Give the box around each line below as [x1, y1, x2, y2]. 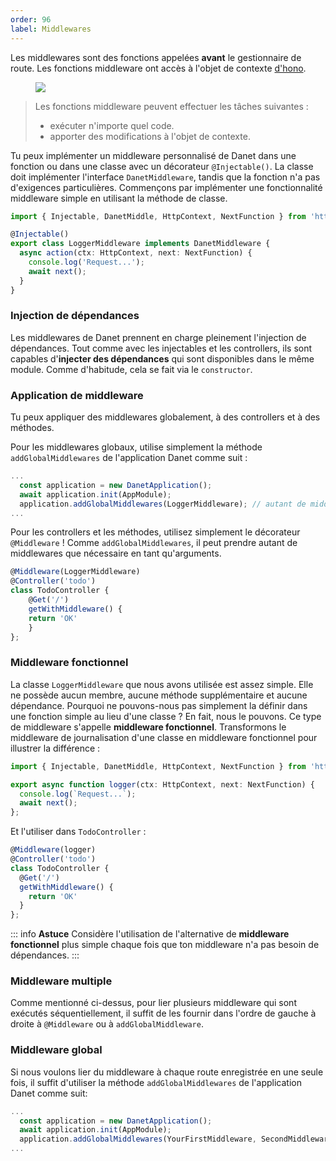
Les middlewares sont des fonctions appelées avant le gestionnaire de [10, 51, 302, 63]
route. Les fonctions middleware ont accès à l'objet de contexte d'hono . [10, 62, 307, 74]
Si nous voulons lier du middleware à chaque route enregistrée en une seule [10, 1066, 324, 1078]
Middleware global [10, 1043, 103, 1057]
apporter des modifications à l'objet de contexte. [49, 130, 251, 142]
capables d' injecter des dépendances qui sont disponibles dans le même [10, 352, 315, 365]
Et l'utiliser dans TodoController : [10, 826, 147, 838]
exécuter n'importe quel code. [49, 119, 175, 131]
